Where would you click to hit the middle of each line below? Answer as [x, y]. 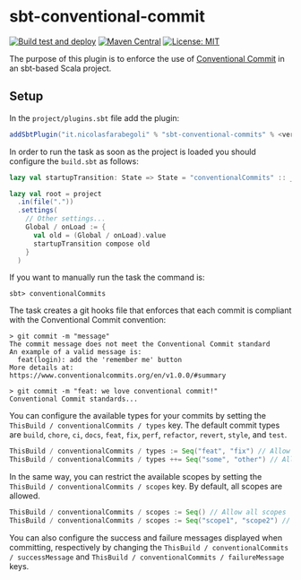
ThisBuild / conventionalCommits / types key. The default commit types [145, 425]
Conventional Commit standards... [74, 399]
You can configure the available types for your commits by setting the [138, 416]
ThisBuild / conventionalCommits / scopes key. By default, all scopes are [146, 487]
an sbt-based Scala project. [60, 68]
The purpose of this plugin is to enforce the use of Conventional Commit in [147, 58]
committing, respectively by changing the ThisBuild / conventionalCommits [149, 547]
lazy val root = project [56, 194]
